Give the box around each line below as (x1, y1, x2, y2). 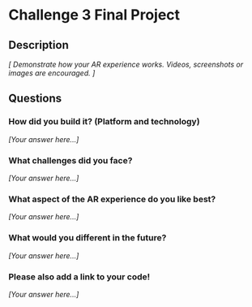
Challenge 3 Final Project (8, 6, 181, 24)
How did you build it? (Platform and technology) (8, 116, 200, 128)
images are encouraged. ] (8, 68, 96, 78)
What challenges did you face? (8, 154, 133, 166)
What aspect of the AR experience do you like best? (8, 193, 216, 205)
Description (8, 38, 69, 52)
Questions (8, 92, 62, 106)
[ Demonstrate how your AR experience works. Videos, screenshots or (8, 59, 244, 69)
